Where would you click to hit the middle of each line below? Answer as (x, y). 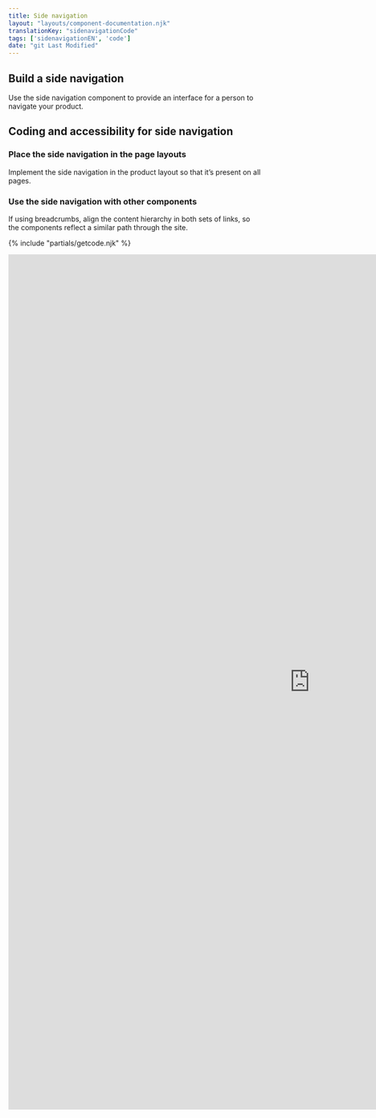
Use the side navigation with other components (103, 201)
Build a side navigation (66, 78)
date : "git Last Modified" (53, 46)
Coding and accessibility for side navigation (121, 132)
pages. (20, 180)
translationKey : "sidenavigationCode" (73, 31)
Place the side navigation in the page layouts (97, 155)
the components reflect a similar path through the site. (98, 227)
